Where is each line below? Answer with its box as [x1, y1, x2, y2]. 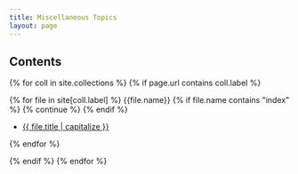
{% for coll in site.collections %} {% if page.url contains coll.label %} [9, 77, 262, 89]
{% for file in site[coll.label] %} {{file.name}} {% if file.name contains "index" [9, 95, 290, 106]
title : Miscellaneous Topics [9, 12, 117, 22]
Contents [9, 54, 62, 69]
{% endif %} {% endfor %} [9, 156, 108, 167]
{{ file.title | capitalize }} [21, 122, 109, 132]
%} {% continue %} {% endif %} [9, 104, 129, 115]
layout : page [9, 21, 58, 30]
